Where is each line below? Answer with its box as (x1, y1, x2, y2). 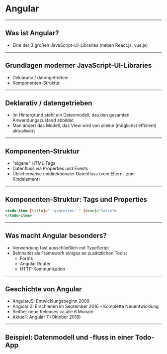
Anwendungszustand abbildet (12, 118, 74, 123)
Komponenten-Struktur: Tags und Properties (5, 195, 148, 204)
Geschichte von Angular (5, 285, 82, 293)
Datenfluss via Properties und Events (12, 165, 88, 172)
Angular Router (19, 260, 51, 266)
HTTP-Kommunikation (19, 266, 66, 272)
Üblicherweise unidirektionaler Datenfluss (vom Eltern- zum (12, 171, 135, 177)
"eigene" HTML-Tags (12, 160, 56, 166)
